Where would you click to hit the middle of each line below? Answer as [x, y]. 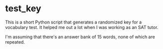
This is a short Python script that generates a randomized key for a [74, 22]
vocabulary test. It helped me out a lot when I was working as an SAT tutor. [82, 27]
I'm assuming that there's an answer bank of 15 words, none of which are [80, 37]
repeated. [15, 42]
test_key [23, 9]
